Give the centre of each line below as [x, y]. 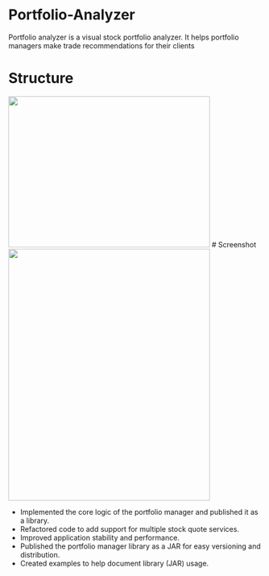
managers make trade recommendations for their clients [101, 45]
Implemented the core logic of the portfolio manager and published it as [139, 512]
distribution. [40, 554]
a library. [35, 520]
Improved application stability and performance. [99, 537]
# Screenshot [234, 244]
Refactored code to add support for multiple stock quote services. [130, 528]
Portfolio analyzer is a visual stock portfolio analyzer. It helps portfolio [124, 37]
